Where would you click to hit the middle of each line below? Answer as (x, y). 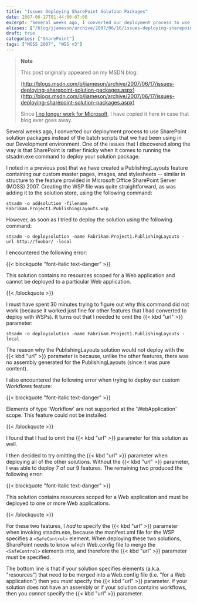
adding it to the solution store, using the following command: (79, 193)
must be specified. (28, 557)
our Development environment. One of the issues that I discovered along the (98, 144)
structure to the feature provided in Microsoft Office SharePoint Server (91, 180)
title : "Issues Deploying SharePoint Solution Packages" (77, 11)
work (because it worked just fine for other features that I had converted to (96, 310)
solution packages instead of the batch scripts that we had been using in (94, 137)
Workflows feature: (29, 386)
